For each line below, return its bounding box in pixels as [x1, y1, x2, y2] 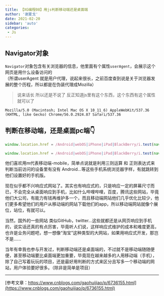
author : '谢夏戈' [5, 12, 38, 17]
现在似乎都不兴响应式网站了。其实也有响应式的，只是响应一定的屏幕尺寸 [5, 183, 150, 189]
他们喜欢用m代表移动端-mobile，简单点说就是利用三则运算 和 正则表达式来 [5, 160, 155, 166]
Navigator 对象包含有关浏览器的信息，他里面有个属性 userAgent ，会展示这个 [5, 63, 156, 69]
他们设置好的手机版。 [5, 172, 48, 179]
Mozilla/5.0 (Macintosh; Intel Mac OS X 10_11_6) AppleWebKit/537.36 [5, 108, 150, 113]
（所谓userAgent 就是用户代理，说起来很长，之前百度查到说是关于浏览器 [5, 75, 151, 81]
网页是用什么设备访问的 [5, 69, 52, 75]
